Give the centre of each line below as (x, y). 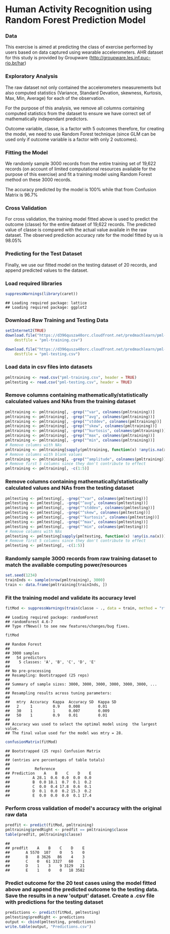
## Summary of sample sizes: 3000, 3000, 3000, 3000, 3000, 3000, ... (81, 685)
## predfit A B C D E (45, 848)
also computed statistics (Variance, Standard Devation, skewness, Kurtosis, (84, 93)
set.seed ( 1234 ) (21, 576)
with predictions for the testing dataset (54, 902)
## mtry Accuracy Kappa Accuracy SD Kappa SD (61, 702)
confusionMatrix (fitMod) (31, 742)
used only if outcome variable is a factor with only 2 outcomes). (72, 139)
